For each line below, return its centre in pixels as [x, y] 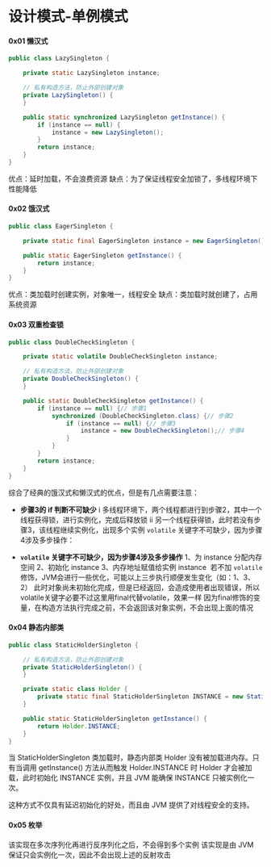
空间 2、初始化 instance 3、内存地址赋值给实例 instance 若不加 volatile [141, 567]
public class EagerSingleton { [61, 227]
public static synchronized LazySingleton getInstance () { [124, 117]
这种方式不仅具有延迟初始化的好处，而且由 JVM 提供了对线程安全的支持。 [131, 805]
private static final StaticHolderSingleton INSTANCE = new [140, 697]
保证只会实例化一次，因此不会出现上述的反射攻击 [90, 854]
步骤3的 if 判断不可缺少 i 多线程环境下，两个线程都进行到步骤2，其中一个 [141, 509]
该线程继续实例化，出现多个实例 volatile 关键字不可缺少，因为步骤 [151, 530]
